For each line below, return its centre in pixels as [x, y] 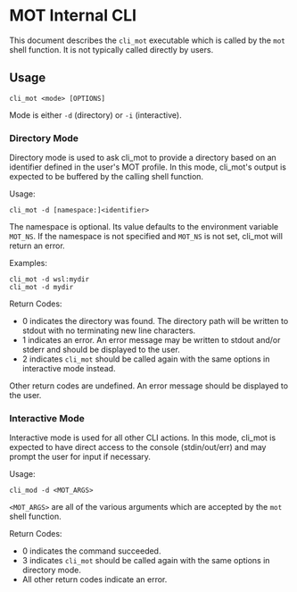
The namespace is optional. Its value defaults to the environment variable [144, 227]
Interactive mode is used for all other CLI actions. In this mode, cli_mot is [143, 438]
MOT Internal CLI [73, 16]
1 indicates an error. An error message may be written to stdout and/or [151, 340]
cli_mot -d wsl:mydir [49, 279]
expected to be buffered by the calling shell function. [106, 177]
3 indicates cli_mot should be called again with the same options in [146, 561]
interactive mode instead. [69, 369]
